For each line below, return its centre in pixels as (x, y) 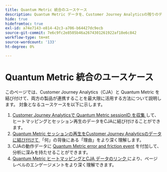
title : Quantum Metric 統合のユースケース (46, 10)
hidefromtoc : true (24, 24)
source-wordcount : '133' (31, 42)
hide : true (16, 19)
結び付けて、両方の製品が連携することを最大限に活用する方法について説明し (83, 98)
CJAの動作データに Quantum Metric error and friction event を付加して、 (87, 146)
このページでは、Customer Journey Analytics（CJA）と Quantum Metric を (83, 92)
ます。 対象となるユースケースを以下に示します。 (55, 104)
